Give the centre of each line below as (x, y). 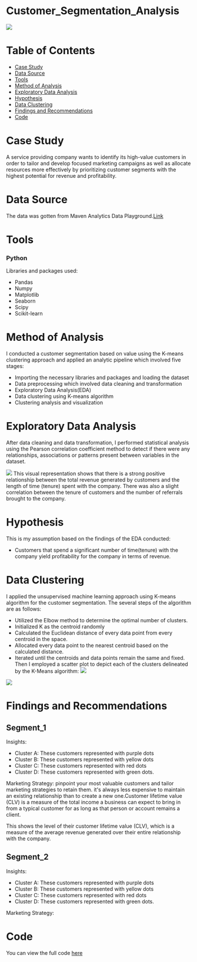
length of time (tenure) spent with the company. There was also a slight (93, 486)
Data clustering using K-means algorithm (64, 396)
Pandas (24, 282)
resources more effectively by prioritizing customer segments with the (91, 170)
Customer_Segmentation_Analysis (93, 11)
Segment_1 (26, 727)
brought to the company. (36, 499)
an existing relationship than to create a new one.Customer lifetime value (94, 795)
